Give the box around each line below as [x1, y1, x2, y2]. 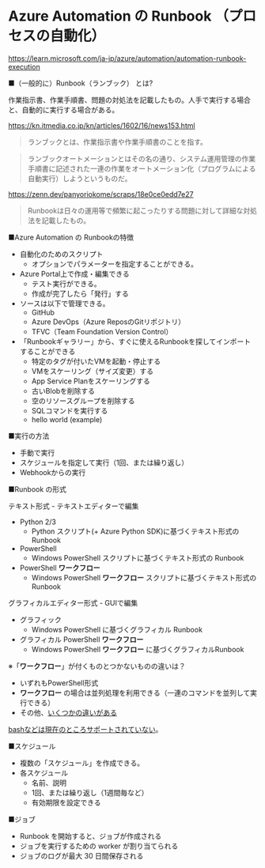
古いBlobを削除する [31, 386, 96, 395]
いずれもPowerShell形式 [19, 677, 99, 688]
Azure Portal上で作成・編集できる [19, 269, 130, 278]
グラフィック [19, 614, 62, 625]
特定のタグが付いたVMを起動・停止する [31, 357, 161, 366]
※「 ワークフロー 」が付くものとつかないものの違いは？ [8, 661, 186, 670]
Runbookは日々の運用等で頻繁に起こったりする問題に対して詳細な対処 [27, 206, 257, 215]
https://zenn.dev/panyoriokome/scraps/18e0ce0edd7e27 [8, 189, 194, 198]
